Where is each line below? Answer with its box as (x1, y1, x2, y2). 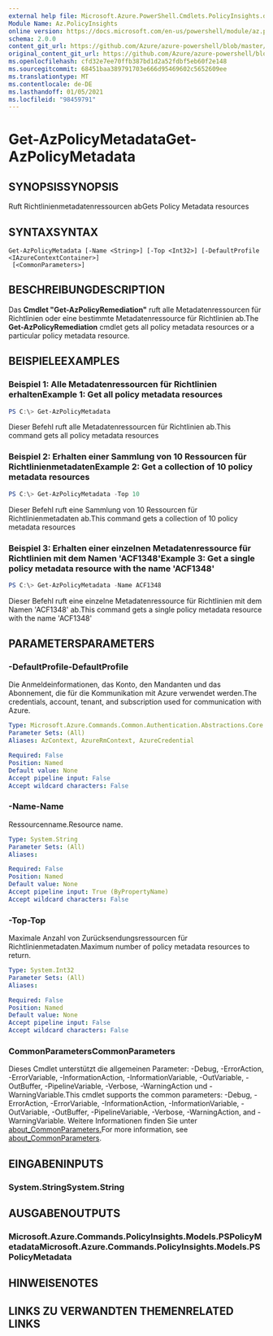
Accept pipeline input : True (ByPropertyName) (8, 888, 169, 896)
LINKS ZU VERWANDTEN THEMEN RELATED (8, 1304, 234, 1318)
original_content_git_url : (8, 50, 100, 58)
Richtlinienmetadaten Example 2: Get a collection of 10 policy (8, 461, 253, 472)
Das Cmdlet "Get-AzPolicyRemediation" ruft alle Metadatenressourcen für (8, 305, 262, 314)
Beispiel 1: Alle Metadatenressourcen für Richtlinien (8, 379, 218, 390)
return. (8, 951, 31, 960)
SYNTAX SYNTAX (8, 225, 99, 239)
